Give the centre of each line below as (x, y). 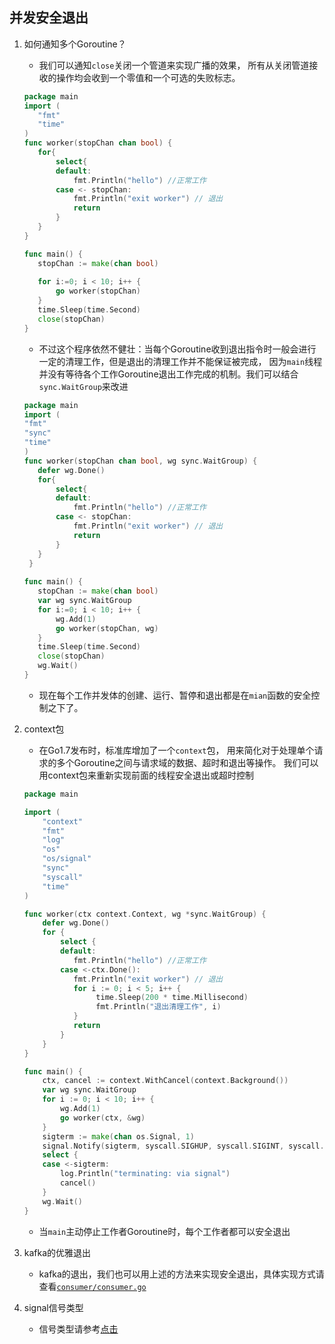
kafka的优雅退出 (57, 1252)
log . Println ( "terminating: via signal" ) (145, 1174)
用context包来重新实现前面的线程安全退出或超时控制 (146, 775)
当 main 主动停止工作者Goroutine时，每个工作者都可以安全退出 (164, 1231)
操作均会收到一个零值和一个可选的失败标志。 (148, 77)
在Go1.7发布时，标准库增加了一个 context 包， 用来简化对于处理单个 (176, 750)
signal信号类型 (53, 1307)
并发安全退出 (49, 18)
